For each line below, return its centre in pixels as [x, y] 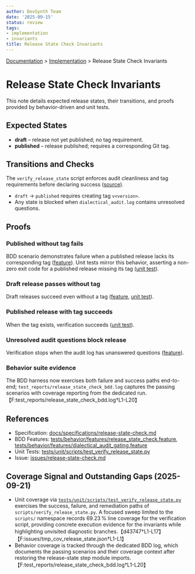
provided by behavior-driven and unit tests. [58, 107]
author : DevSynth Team [34, 11]
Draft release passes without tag [53, 284]
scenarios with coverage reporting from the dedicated [71, 393]
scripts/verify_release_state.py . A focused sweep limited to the [94, 512]
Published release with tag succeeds [59, 312]
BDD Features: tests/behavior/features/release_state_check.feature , [96, 439]
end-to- [170, 381]
